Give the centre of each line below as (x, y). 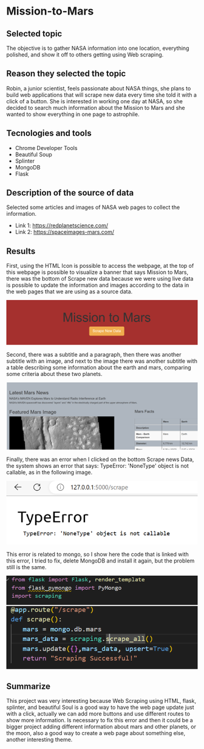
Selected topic (34, 34)
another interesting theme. (39, 740)
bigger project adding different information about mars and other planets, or (101, 727)
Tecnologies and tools (49, 133)
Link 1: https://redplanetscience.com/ (61, 225)
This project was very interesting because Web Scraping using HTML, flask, (101, 701)
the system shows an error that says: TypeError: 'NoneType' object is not (98, 465)
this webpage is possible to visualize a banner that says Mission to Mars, (97, 272)
